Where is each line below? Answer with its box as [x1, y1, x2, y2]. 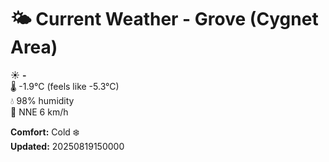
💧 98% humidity [10, 94, 75, 106]
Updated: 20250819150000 [10, 140, 125, 152]
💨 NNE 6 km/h [10, 106, 69, 118]
